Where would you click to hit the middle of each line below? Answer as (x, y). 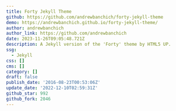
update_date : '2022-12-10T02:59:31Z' (52, 88)
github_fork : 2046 (28, 99)
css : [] (15, 60)
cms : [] (15, 66)
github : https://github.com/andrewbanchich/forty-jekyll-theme (85, 17)
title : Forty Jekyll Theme (39, 11)
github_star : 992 (27, 93)
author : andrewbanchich (35, 28)
